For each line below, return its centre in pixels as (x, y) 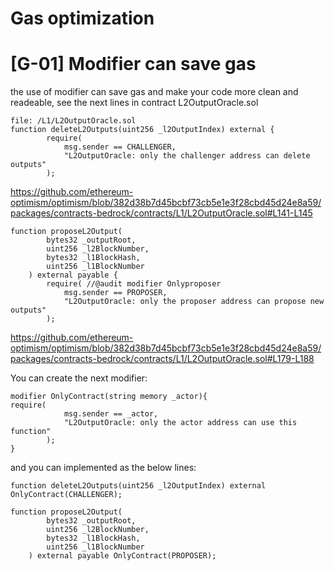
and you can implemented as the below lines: (103, 468)
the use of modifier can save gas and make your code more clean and (154, 92)
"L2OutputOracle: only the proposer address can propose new (194, 302)
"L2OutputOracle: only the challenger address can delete (187, 156)
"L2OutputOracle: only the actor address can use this (180, 423)
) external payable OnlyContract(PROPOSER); (122, 556)
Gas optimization (82, 18)
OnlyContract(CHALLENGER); (66, 495)
